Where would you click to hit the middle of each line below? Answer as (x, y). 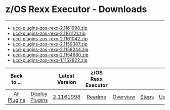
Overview (124, 97)
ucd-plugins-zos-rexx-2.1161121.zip (49, 33)
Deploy (39, 93)
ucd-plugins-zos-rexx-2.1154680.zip (50, 54)
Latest (67, 76)
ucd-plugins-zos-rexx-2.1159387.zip (50, 44)
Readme (97, 97)
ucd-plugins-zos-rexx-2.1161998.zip (50, 28)
